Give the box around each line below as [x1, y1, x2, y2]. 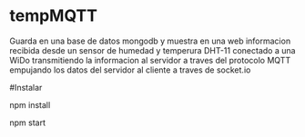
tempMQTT [9, 5, 98, 26]
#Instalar [9, 82, 43, 93]
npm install [9, 99, 51, 110]
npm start [9, 117, 46, 128]
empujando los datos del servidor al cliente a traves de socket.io [9, 64, 251, 75]
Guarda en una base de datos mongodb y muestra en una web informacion [9, 35, 291, 46]
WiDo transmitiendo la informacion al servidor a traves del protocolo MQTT [9, 54, 291, 65]
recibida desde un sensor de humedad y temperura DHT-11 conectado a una [9, 44, 296, 55]
